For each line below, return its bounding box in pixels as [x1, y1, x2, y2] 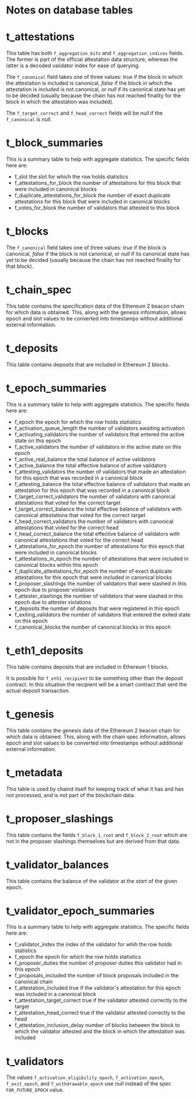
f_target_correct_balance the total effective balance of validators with [14, 505, 182, 512]
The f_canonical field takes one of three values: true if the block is [6, 244, 167, 251]
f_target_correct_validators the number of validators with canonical [14, 492, 176, 500]
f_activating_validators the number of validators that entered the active [14, 430, 185, 437]
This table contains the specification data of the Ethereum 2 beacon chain [6, 302, 184, 309]
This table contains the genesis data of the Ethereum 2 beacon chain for [6, 726, 180, 734]
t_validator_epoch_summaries [6, 904, 155, 917]
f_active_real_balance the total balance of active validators [14, 456, 156, 463]
